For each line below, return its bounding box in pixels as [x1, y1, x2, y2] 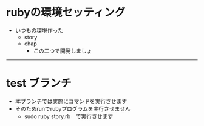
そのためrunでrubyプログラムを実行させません [15, 105, 131, 112]
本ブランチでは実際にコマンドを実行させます [15, 98, 127, 105]
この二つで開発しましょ [33, 47, 92, 55]
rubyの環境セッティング [6, 5, 126, 19]
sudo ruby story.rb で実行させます [24, 113, 114, 120]
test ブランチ [6, 76, 72, 90]
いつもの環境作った [15, 27, 64, 34]
